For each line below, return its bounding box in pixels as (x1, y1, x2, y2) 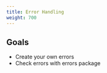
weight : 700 (6, 15, 37, 21)
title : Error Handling (6, 9, 64, 15)
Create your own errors (15, 53, 75, 61)
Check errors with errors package (15, 60, 101, 67)
